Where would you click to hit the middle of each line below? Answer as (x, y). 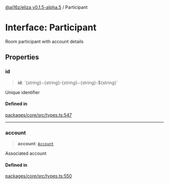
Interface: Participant (51, 28)
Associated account (26, 153)
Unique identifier (23, 92)
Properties (22, 57)
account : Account (35, 144)
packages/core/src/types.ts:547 (38, 115)
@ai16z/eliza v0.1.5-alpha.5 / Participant (47, 7)
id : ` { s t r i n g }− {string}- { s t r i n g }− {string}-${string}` (68, 82)
